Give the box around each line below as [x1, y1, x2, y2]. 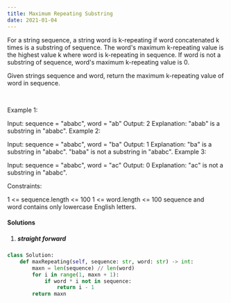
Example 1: [7, 106, 38, 114]
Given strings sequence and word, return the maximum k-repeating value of [7, 71, 224, 80]
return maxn [32, 290, 67, 297]
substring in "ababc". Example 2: [7, 126, 101, 135]
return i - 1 [56, 284, 95, 291]
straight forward [17, 234, 67, 243]
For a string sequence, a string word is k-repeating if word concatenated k [7, 35, 220, 44]
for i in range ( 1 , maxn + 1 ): [32, 271, 119, 278]
